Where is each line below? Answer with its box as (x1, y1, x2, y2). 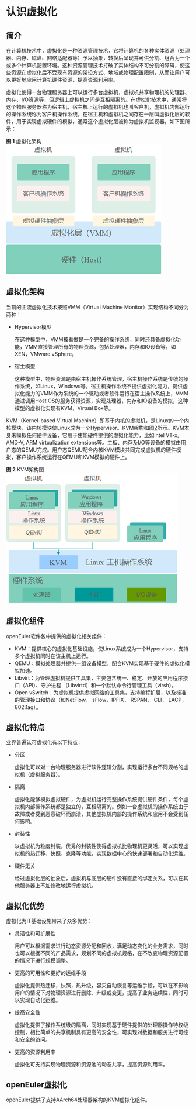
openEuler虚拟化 (6, 1080, 68, 1090)
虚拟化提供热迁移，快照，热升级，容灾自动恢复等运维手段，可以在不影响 (14, 982, 188, 989)
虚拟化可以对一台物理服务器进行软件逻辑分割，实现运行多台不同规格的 (14, 764, 184, 771)
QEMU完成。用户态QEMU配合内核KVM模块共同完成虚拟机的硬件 (21, 446, 177, 453)
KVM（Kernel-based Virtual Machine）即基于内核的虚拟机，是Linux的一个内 (6, 416, 190, 424)
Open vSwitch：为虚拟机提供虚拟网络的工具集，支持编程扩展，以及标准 (14, 688, 187, 696)
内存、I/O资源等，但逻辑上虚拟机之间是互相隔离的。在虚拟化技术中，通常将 (6, 96, 187, 103)
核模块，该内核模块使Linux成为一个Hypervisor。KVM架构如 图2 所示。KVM (6, 424, 185, 431)
